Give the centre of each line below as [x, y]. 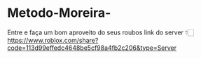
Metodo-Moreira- [59, 13]
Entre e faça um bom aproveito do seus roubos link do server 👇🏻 [101, 32]
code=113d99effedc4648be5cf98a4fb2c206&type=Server [92, 48]
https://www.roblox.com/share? [53, 40]
